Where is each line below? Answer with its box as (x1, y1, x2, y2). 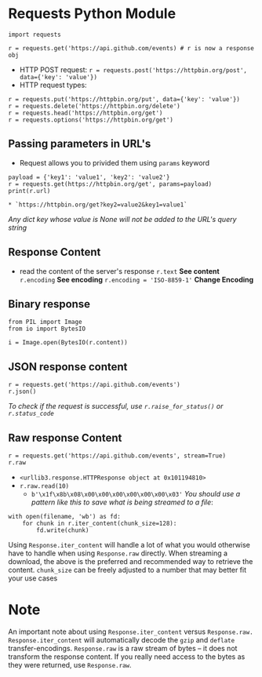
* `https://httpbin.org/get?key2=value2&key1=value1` (8, 201, 188, 209)
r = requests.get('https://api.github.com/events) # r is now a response (8, 44, 255, 52)
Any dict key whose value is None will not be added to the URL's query (8, 214, 237, 224)
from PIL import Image (8, 318, 82, 326)
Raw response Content (8, 431, 122, 444)
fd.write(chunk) (36, 526, 89, 534)
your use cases (8, 573, 58, 583)
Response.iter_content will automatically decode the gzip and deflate (8, 635, 235, 644)
